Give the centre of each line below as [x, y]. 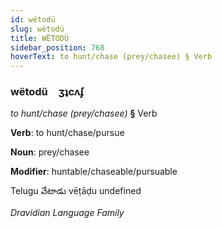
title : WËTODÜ [40, 38]
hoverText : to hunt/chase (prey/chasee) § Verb [111, 57]
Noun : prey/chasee [50, 152]
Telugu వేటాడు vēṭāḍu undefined [76, 191]
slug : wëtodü [37, 29]
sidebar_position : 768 [57, 47]
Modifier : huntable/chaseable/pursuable [94, 172]
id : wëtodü [33, 19]
